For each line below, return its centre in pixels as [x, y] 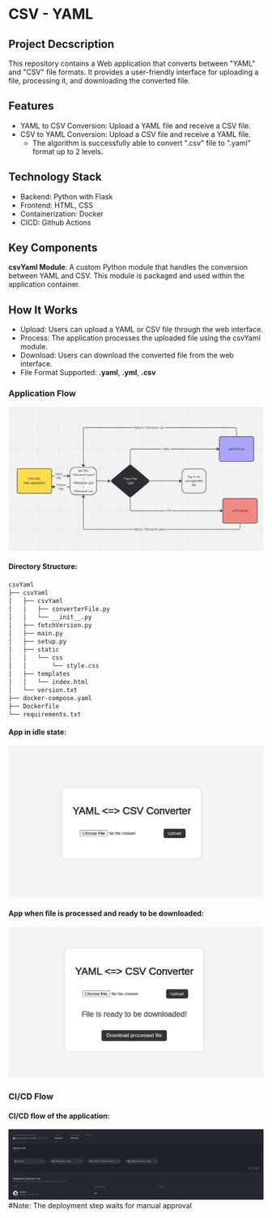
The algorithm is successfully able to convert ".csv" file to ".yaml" [141, 143]
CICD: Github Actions [55, 222]
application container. [45, 284]
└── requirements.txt [45, 714]
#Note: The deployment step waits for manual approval [100, 1206]
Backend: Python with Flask [66, 196]
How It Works [43, 310]
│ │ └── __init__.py [50, 617]
